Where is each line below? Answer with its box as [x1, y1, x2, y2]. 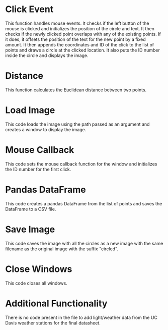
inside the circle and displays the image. [5, 52, 89, 59]
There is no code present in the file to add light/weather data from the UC [5, 314, 157, 320]
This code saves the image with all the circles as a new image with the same [5, 240, 163, 246]
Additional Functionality [5, 298, 108, 309]
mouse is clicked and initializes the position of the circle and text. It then [5, 25, 155, 31]
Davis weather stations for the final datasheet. [5, 319, 101, 326]
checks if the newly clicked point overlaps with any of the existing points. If [5, 31, 161, 37]
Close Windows [5, 263, 72, 274]
